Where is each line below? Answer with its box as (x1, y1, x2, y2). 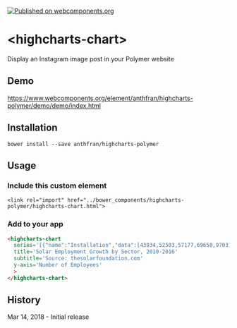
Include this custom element (7, 181, 107, 190)
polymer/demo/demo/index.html (7, 101, 101, 109)
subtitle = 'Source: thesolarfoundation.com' (13, 255, 143, 262)
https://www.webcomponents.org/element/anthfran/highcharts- (7, 94, 194, 102)
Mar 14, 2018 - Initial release (7, 312, 90, 321)
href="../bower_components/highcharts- (67, 197, 185, 204)
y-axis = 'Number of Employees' (13, 262, 102, 269)
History (7, 294, 41, 306)
